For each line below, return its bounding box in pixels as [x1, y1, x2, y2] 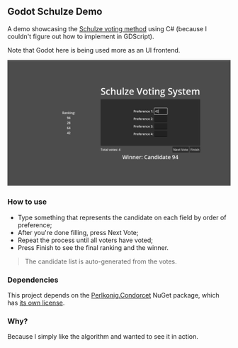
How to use [7, 197, 47, 207]
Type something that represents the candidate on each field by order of [17, 213, 227, 222]
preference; [17, 220, 52, 229]
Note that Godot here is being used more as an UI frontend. [7, 45, 181, 54]
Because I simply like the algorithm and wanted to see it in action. [7, 332, 198, 341]
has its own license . [7, 298, 65, 307]
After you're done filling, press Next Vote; [17, 228, 139, 236]
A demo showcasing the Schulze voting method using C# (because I [7, 24, 208, 33]
